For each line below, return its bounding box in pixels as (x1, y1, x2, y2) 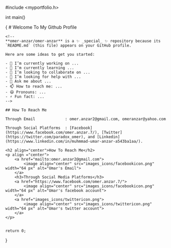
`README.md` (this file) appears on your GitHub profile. (5, 43, 132, 48)
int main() (5, 14, 26, 20)
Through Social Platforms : (5, 125, 68, 130)
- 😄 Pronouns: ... (5, 89, 46, 95)
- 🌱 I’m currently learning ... (5, 65, 74, 71)
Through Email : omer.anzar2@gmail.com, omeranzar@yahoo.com (5, 117, 166, 122)
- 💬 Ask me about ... (5, 79, 52, 84)
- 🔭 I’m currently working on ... (5, 61, 79, 66)
